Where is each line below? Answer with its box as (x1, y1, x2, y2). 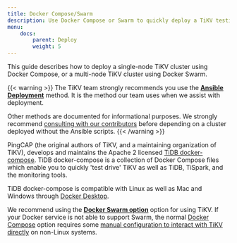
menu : (7, 23, 23, 30)
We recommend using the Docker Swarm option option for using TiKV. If (7, 206, 219, 213)
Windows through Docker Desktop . (7, 192, 109, 200)
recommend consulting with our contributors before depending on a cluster (7, 120, 227, 127)
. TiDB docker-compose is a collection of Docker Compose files (34, 156, 219, 164)
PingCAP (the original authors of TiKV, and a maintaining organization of (7, 141, 217, 149)
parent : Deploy (32, 37, 78, 44)
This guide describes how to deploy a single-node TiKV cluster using (7, 63, 208, 70)
